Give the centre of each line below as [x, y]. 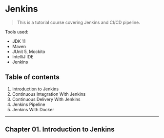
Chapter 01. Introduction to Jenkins [60, 129]
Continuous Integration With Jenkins [49, 94]
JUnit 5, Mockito [29, 52]
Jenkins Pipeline [29, 104]
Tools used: [17, 32]
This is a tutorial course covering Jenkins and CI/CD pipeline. [78, 22]
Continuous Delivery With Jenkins [46, 99]
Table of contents [32, 77]
